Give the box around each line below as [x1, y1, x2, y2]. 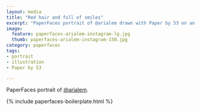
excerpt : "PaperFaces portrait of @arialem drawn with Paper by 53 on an [6, 20, 196, 26]
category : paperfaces [6, 43, 61, 49]
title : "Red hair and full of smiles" [6, 14, 104, 20]
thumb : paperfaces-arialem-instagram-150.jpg [11, 37, 128, 43]
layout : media [6, 8, 42, 15]
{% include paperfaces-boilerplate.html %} [6, 98, 113, 105]
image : [6, 25, 23, 32]
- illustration [6, 59, 45, 65]
